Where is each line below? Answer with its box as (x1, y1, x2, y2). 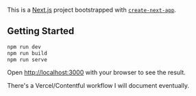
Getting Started (7, 25, 75, 37)
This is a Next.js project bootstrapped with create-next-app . (7, 6, 177, 14)
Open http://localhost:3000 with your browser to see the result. (7, 68, 186, 77)
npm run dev (7, 44, 41, 50)
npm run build (7, 50, 48, 57)
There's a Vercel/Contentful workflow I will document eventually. (7, 82, 190, 90)
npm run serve (7, 56, 48, 63)
